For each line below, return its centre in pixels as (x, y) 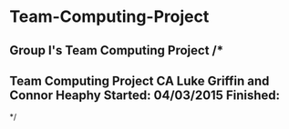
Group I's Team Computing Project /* (117, 50)
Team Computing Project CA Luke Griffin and (139, 80)
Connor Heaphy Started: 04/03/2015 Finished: (145, 95)
